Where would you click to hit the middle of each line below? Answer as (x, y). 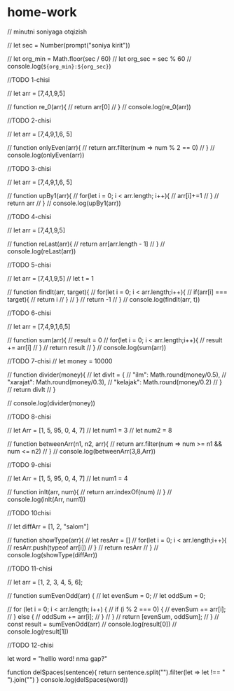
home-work (42, 12)
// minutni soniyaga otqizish (47, 32)
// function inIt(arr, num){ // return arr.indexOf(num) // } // (90, 491)
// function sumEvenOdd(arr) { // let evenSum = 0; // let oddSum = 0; (106, 595)
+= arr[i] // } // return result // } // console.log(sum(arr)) (87, 347)
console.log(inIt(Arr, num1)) (47, 499)
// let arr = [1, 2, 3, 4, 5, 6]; (45, 582)
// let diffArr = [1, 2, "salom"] (48, 526)
